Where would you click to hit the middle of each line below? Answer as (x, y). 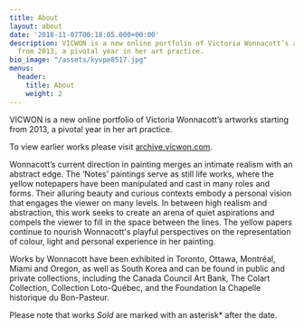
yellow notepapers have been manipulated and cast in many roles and (140, 183)
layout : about (36, 26)
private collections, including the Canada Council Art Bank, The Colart (140, 278)
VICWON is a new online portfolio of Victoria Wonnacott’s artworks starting (149, 120)
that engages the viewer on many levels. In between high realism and (138, 203)
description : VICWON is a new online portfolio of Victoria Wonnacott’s (149, 43)
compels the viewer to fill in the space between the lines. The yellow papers (151, 222)
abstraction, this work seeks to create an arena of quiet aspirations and (142, 212)
